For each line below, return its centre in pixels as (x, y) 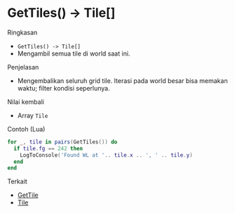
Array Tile (33, 115)
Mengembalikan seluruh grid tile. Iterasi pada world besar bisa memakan (122, 80)
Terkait (18, 181)
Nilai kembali (26, 102)
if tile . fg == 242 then (48, 148)
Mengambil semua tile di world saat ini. (74, 53)
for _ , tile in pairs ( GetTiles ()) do (62, 142)
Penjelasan (23, 67)
